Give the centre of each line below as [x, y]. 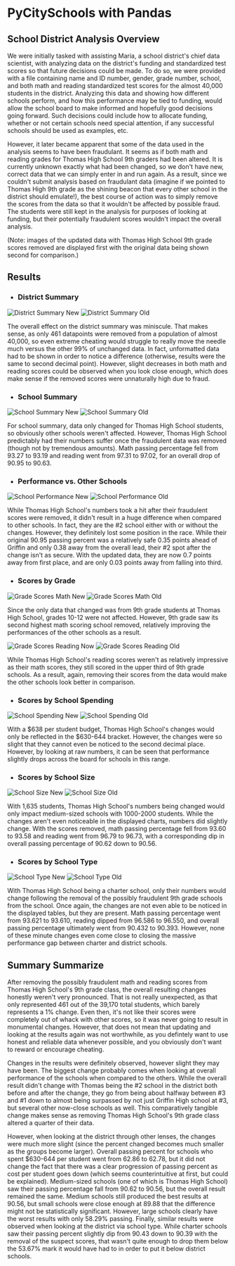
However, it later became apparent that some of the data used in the [106, 144]
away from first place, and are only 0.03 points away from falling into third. [115, 563]
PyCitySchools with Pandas [89, 13]
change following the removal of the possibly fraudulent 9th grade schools [115, 898]
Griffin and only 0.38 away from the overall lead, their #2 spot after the [109, 547]
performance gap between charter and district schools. [87, 943]
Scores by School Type [58, 862]
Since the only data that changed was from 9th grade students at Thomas [114, 609]
